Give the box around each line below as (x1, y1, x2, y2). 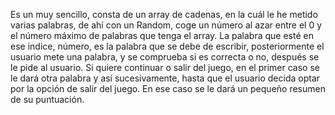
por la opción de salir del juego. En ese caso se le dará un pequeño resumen (10, 83, 326, 94)
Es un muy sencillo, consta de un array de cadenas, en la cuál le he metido (10, 9, 318, 20)
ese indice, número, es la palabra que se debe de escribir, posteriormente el (10, 40, 325, 52)
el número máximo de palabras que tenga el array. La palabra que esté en (10, 30, 314, 41)
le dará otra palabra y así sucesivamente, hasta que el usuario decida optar (10, 72, 321, 84)
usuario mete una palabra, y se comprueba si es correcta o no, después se (10, 51, 320, 63)
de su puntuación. (10, 94, 85, 105)
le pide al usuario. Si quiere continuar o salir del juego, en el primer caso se (10, 62, 320, 73)
